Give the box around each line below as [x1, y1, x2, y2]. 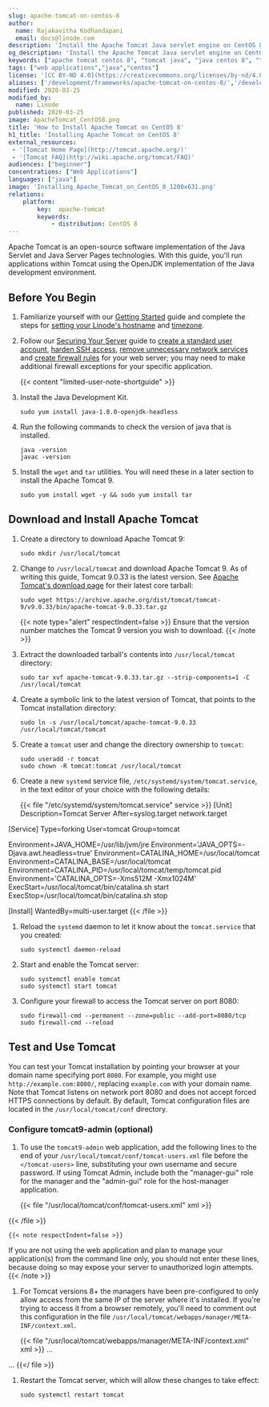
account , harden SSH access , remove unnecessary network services [19, 344, 248, 354]
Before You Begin [8, 291, 97, 304]
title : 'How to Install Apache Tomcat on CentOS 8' [8, 123, 184, 131]
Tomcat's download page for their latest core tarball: [19, 580, 194, 590]
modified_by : [8, 94, 52, 102]
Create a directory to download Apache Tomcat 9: [19, 534, 186, 543]
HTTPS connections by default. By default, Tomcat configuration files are [8, 1096, 250, 1105]
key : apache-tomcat [37, 205, 106, 213]
